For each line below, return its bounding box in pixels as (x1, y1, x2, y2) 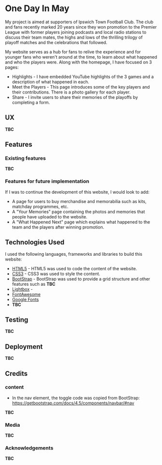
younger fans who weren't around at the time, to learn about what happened (5, 54, 157, 60)
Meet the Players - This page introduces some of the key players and (12, 84, 150, 90)
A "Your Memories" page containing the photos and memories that (12, 209, 145, 215)
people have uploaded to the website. (12, 214, 88, 219)
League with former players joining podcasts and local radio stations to (5, 29, 147, 35)
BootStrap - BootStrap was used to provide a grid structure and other (12, 276, 150, 281)
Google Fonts (12, 296, 39, 302)
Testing (5, 315, 29, 324)
